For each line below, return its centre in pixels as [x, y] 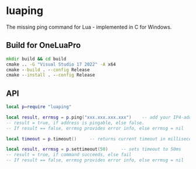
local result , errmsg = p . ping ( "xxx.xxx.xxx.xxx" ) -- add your [88, 117]
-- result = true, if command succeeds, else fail [69, 155]
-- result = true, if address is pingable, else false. [75, 123]
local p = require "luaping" [39, 107]
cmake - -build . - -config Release [48, 70]
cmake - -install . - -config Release [50, 75]
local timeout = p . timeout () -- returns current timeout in [86, 139]
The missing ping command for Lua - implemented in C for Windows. [89, 27]
